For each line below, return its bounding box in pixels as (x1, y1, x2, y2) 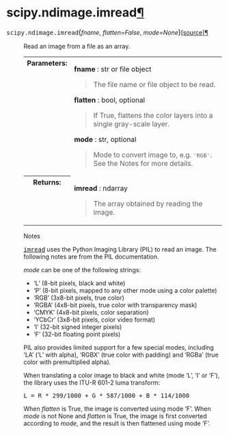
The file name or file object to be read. (93, 80, 216, 89)
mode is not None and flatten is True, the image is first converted (23, 411, 207, 420)
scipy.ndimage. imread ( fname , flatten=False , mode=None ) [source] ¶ (6, 27, 208, 37)
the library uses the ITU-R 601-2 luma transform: (23, 378, 161, 387)
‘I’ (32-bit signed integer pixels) (33, 322, 122, 330)
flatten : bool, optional (74, 95, 145, 104)
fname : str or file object (74, 64, 152, 73)
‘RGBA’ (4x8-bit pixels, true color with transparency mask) (33, 300, 198, 309)
